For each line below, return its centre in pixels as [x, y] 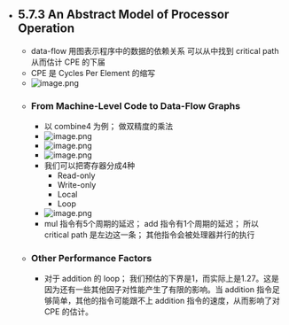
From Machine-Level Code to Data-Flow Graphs [136, 105]
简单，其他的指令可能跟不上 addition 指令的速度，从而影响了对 [166, 301]
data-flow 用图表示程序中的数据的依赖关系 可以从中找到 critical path [155, 50]
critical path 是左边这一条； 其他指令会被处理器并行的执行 [149, 235]
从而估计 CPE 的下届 [68, 62]
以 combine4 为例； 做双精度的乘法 [109, 127]
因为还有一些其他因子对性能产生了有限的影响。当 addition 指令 [158, 290]
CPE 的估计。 [68, 312]
